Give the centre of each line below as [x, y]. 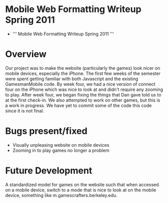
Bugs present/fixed [46, 131]
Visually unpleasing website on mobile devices [61, 145]
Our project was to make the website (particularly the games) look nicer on [83, 68]
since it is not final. [25, 111]
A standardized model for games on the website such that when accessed [82, 184]
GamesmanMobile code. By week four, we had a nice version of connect [80, 84]
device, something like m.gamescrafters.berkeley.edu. [61, 195]
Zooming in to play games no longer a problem [61, 150]
